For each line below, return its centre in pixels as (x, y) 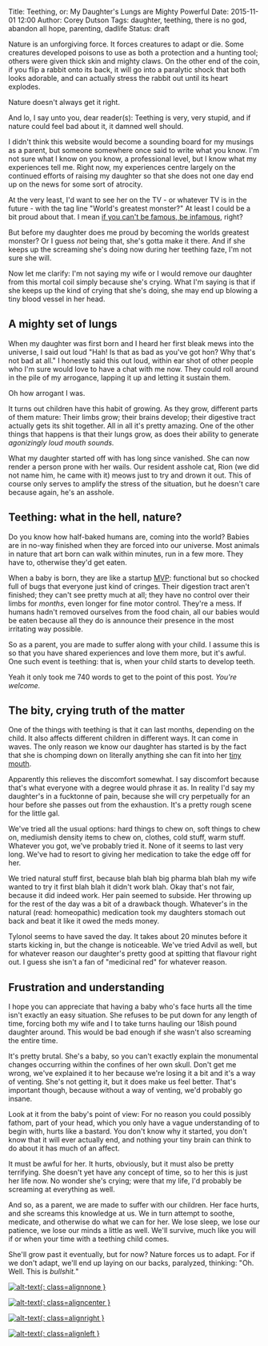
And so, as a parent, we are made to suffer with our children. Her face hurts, (134, 1205)
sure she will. (30, 258)
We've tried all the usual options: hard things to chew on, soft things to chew (134, 829)
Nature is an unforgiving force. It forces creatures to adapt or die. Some (126, 44)
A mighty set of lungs (63, 324)
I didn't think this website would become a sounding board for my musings (131, 142)
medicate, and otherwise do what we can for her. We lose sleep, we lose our (134, 1222)
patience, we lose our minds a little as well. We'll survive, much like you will (132, 1231)
